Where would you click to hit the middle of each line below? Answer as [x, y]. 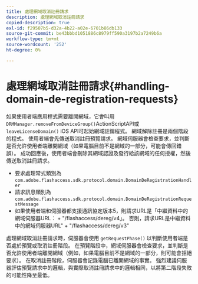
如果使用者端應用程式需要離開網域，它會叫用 [60, 116]
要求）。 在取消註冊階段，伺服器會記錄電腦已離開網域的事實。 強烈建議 [91, 260]
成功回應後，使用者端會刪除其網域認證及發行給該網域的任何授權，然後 [105, 153]
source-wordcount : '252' [37, 45]
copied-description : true [38, 22]
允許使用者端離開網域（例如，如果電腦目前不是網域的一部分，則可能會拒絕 [101, 253]
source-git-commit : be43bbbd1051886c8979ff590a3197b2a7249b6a [84, 34]
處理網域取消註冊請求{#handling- [88, 86]
